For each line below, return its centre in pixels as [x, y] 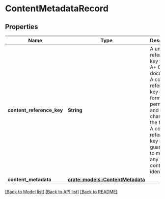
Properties [22, 27]
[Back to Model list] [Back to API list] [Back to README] [61, 192]
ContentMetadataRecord [57, 9]
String [75, 110]
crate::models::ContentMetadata [107, 180]
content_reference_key [35, 110]
